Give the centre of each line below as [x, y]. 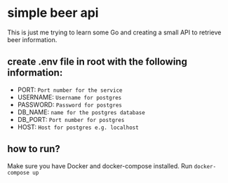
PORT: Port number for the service [70, 90]
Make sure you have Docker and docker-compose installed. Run [100, 165]
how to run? [34, 149]
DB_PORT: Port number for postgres [71, 119]
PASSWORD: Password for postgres [70, 104]
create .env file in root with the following [97, 62]
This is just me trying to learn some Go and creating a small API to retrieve [114, 32]
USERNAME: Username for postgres [69, 97]
